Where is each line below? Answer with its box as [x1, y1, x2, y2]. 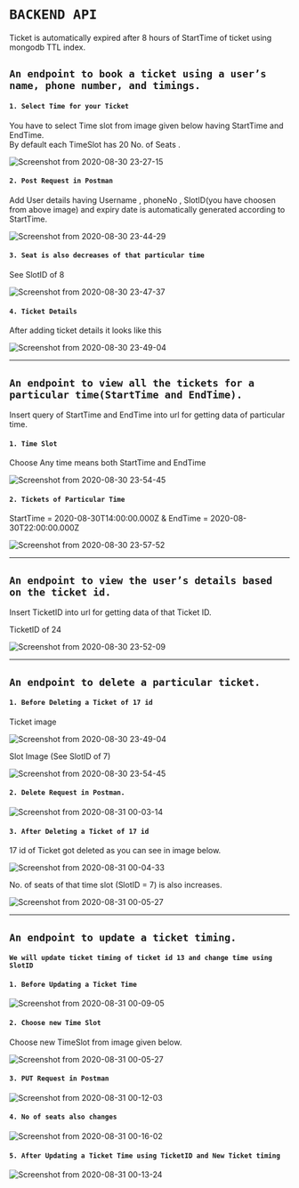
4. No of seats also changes [9, 1112, 117, 1122]
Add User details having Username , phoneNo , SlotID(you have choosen [9, 194, 276, 206]
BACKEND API [9, 6, 98, 23]
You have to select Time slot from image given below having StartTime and [9, 120, 284, 131]
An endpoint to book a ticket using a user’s [9, 68, 267, 81]
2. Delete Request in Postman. [9, 788, 125, 797]
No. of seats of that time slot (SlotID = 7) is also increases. [9, 879, 222, 891]
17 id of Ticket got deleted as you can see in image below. [9, 845, 222, 856]
